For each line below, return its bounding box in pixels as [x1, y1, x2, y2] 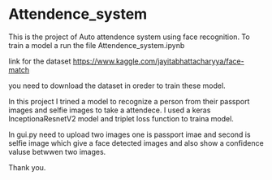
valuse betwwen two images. [8, 147, 106, 156]
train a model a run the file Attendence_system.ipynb [8, 40, 185, 50]
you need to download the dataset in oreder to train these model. [8, 81, 226, 90]
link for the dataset [8, 56, 71, 66]
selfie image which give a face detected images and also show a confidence [8, 138, 264, 147]
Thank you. [8, 162, 46, 172]
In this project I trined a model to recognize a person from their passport [8, 96, 250, 106]
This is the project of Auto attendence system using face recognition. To [8, 32, 250, 42]
